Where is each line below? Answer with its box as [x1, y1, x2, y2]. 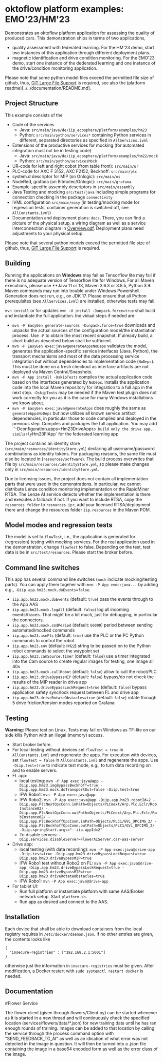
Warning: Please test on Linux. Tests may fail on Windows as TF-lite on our [5, 727, 156, 732]
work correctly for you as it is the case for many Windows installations [12, 394, 153, 400]
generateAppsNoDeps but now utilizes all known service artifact [12, 410, 136, 416]
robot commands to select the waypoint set [12, 648, 100, 654]
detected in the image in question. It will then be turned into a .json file [5, 1041, 146, 1046]
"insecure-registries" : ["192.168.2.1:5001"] [9, 950, 106, 955]
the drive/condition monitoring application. [12, 65, 98, 71]
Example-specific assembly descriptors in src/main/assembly [12, 184, 135, 190]
